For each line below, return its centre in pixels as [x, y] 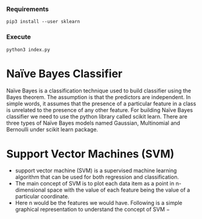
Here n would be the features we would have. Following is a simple [99, 203]
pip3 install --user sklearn [43, 22]
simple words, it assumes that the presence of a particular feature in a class [101, 103]
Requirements [28, 9]
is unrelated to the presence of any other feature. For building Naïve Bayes [100, 110]
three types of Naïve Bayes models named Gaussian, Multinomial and [93, 123]
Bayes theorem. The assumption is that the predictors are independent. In [99, 97]
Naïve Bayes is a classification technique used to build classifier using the [99, 91]
